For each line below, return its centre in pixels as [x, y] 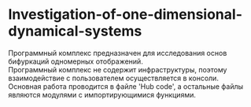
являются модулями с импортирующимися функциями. [102, 94]
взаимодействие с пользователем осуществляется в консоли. [113, 78]
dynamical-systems [75, 31]
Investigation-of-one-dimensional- [125, 15]
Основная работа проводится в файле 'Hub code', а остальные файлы [126, 86]
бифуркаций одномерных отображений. [76, 61]
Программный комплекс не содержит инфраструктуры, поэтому [118, 69]
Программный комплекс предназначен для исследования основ [118, 53]
